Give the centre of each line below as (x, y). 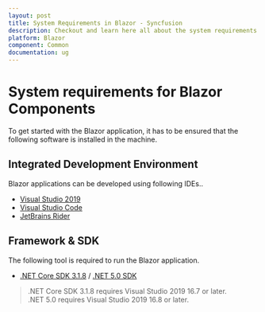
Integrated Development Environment (103, 164)
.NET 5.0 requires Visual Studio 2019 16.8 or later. (108, 299)
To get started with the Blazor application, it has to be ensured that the (123, 131)
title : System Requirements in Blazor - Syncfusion (95, 23)
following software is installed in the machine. (83, 139)
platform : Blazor (37, 38)
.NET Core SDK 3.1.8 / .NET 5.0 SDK (78, 275)
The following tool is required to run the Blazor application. (104, 260)
